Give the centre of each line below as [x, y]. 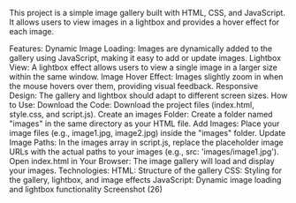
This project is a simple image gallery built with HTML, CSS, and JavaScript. [147, 13]
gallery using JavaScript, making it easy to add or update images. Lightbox [145, 58]
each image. [32, 31]
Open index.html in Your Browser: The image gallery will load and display [142, 161]
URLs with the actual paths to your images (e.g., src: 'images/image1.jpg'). [144, 152]
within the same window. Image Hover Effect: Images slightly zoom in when [146, 77]
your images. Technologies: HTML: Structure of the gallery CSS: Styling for [146, 170]
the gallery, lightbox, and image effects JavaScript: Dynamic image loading [145, 180]
